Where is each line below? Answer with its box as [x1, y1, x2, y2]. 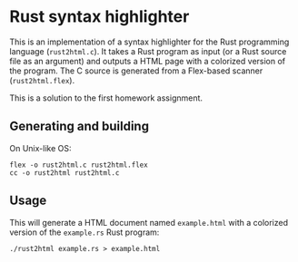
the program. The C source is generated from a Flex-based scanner [9, 65, 263, 76]
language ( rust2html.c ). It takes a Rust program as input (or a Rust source [9, 45, 287, 56]
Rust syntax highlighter [9, 6, 190, 27]
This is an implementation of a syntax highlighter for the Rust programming [9, 36, 290, 47]
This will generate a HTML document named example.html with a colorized [9, 217, 289, 228]
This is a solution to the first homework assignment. [9, 92, 203, 103]
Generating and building [9, 119, 150, 134]
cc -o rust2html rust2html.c [9, 168, 120, 178]
